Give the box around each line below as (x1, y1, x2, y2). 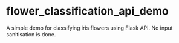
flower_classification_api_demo (6, 4, 169, 18)
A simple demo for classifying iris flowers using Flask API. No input (6, 24, 173, 31)
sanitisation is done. (6, 30, 56, 38)
